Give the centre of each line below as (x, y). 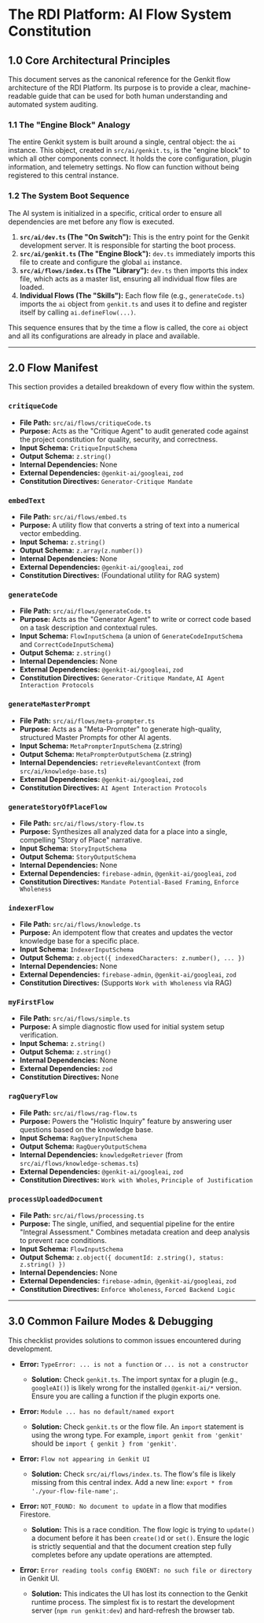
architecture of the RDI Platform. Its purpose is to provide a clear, (113, 87)
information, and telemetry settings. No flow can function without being (124, 167)
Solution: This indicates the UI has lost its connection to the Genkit (139, 1593)
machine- (235, 87)
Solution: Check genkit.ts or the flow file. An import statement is (137, 1426)
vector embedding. (50, 533)
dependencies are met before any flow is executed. (91, 221)
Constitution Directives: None (69, 1077)
